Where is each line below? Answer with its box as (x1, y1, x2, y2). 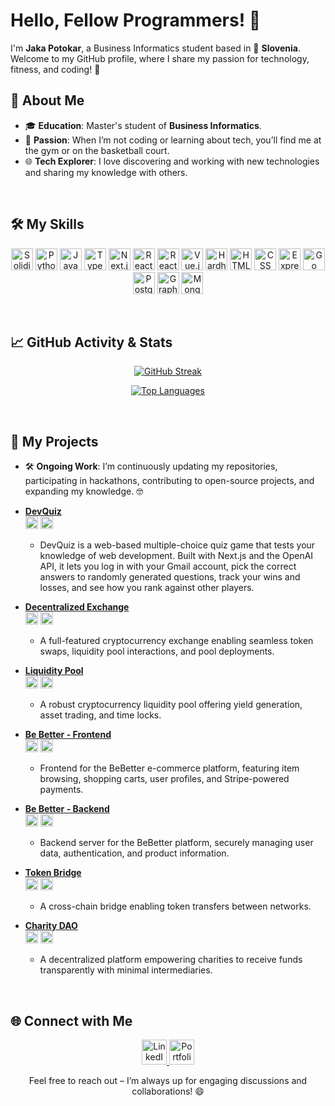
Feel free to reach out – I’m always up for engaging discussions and (28, 1075, 308, 1086)
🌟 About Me (10, 92, 85, 109)
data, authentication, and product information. (39, 847, 230, 859)
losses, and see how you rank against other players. (39, 582, 255, 594)
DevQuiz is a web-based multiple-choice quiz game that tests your (39, 539, 316, 551)
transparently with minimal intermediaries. (39, 964, 213, 976)
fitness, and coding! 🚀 (10, 63, 101, 75)
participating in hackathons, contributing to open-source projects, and (24, 475, 315, 487)
